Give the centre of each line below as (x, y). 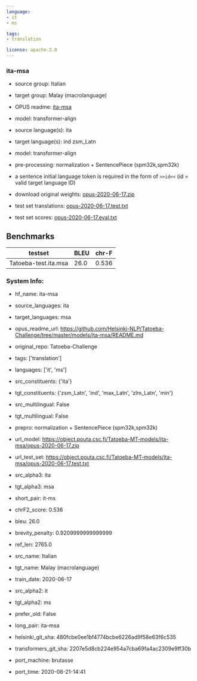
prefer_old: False (36, 614)
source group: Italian (40, 84)
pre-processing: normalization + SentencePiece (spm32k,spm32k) (97, 165)
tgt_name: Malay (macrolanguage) (57, 567)
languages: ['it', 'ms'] (41, 370)
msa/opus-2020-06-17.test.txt (52, 464)
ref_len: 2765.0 (33, 545)
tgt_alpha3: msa (34, 487)
